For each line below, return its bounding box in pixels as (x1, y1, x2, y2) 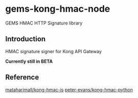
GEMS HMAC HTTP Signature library (5, 20, 83, 26)
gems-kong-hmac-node (5, 3, 110, 15)
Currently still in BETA (5, 58, 53, 64)
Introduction (5, 35, 46, 43)
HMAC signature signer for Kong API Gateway (5, 48, 102, 54)
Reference (5, 73, 39, 82)
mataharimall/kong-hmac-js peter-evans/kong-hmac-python (5, 86, 133, 92)
